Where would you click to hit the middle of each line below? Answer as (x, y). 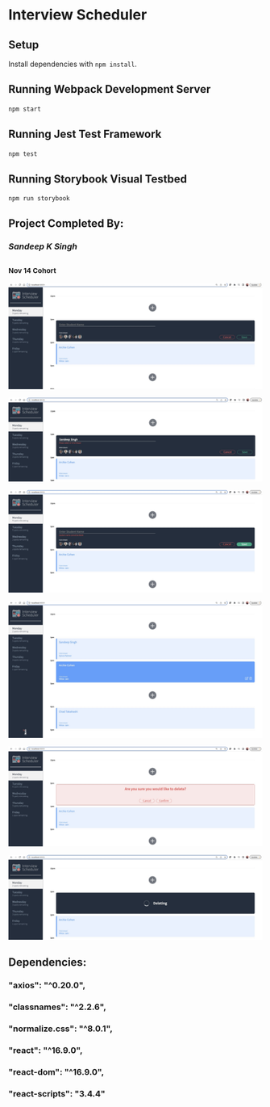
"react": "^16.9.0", (46, 1050)
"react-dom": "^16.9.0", (56, 1071)
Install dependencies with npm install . (73, 64)
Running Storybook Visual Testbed (98, 179)
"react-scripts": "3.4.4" (57, 1093)
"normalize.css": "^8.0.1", (60, 1029)
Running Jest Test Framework (85, 134)
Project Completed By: (66, 224)
